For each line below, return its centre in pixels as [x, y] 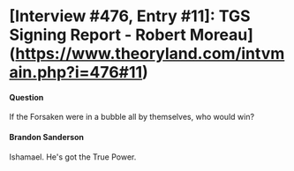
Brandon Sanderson [47, 137]
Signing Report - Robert [98, 35]
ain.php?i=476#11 [76, 73]
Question [26, 97]
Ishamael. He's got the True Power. [73, 157]
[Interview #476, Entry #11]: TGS [130, 16]
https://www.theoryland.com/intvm [150, 54]
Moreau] [222, 35]
